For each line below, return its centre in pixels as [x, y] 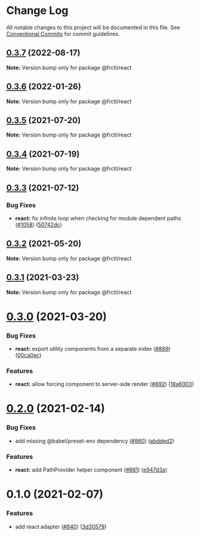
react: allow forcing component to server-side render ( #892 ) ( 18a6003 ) [105, 384]
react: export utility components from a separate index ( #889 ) [93, 348]
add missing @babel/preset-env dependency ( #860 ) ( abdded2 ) [95, 441]
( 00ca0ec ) [28, 355]
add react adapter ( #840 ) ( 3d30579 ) [61, 526]
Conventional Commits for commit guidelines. [63, 33]
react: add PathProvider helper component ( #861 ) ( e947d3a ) [91, 470]
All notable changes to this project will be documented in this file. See [93, 27]
